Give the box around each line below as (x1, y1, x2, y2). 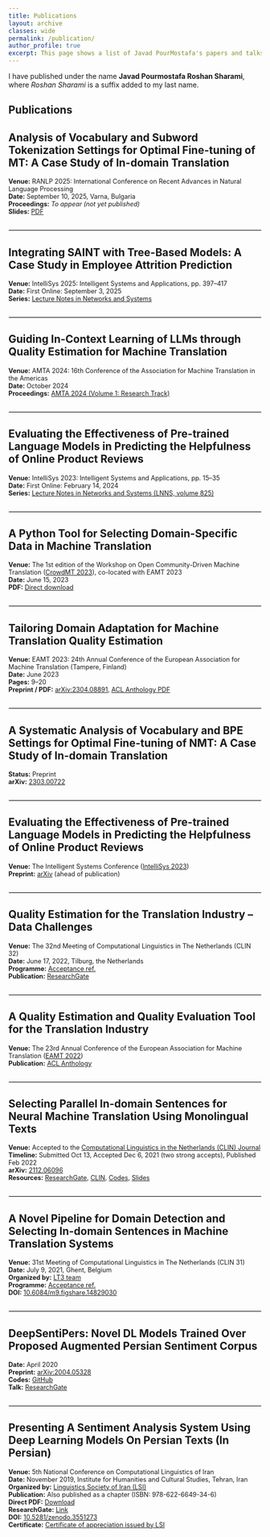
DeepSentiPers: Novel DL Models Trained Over (8, 1327, 247, 1340)
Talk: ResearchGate (8, 1383, 67, 1391)
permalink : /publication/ (8, 34, 95, 43)
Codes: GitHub (8, 1375, 54, 1384)
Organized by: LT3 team (8, 1273, 82, 1282)
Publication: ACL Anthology (8, 1059, 92, 1068)
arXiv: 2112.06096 (8, 1166, 63, 1175)
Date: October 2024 (8, 381, 69, 390)
